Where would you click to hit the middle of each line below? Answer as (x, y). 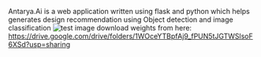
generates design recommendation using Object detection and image (121, 20)
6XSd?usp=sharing (39, 45)
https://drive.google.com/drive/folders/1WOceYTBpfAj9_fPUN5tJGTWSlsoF (131, 36)
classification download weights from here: (100, 28)
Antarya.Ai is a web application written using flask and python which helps (129, 11)
